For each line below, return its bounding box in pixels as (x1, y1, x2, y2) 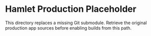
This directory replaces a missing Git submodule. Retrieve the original (5, 20, 147, 26)
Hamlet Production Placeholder (5, 3, 137, 15)
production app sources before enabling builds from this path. (5, 25, 132, 31)
